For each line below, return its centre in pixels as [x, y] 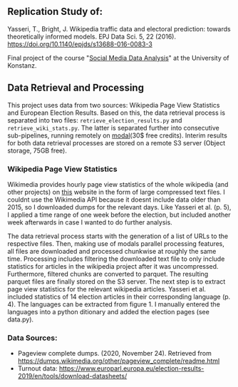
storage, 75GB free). [37, 150]
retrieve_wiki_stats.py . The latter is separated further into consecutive [113, 128]
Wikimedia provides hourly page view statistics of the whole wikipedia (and [118, 184]
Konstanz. [22, 65]
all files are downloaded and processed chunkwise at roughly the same [112, 251]
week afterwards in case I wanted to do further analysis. [90, 222]
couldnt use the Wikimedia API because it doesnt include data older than [114, 200]
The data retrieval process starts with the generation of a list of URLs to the [118, 236]
